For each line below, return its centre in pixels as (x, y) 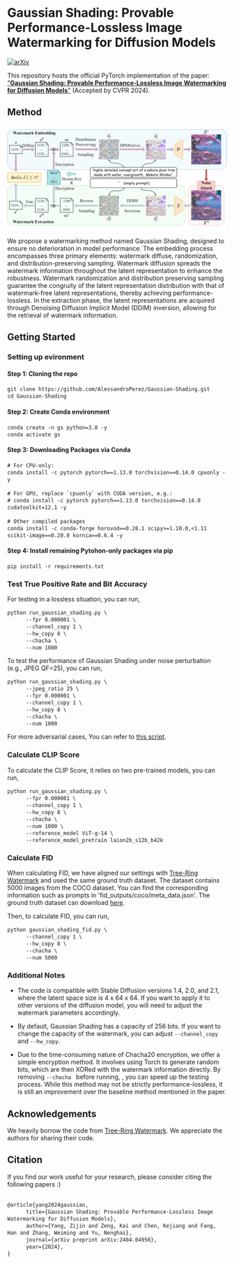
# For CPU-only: (31, 465)
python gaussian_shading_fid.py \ (57, 930)
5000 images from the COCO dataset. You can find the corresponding (108, 887)
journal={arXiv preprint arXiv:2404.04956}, (91, 1240)
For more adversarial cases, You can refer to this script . (87, 737)
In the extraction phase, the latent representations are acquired (124, 300)
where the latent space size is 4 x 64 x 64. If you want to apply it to (114, 998)
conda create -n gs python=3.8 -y (57, 428)
